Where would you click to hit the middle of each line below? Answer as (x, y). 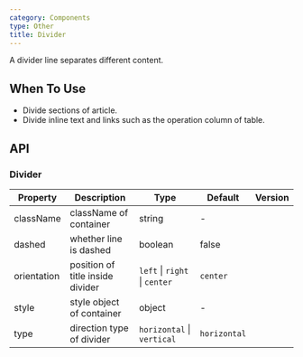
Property (37, 197)
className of (99, 212)
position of (92, 265)
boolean (156, 244)
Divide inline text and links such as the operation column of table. (144, 120)
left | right (164, 270)
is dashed (90, 249)
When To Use (48, 88)
